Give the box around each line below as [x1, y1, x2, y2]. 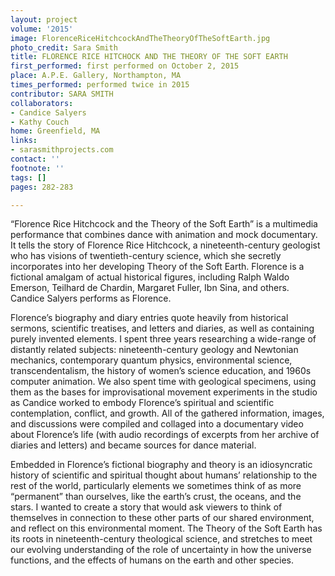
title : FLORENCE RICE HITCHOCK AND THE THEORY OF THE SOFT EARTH [10, 52, 288, 62]
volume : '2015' [10, 24, 74, 34]
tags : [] [10, 172, 47, 183]
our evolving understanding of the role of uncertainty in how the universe [10, 544, 312, 556]
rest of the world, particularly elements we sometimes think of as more [10, 480, 302, 492]
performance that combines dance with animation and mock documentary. [10, 229, 318, 241]
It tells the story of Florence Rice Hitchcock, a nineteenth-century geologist [10, 239, 321, 251]
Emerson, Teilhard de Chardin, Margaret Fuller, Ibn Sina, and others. [10, 282, 290, 294]
